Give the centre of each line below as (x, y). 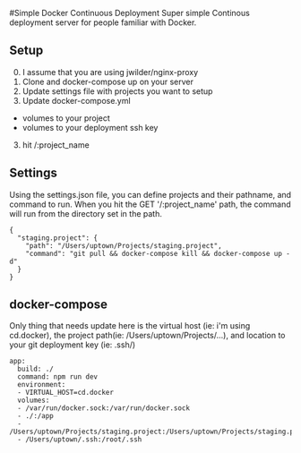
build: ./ (35, 369)
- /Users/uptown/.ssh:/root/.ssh (80, 440)
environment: (42, 385)
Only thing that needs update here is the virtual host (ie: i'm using (130, 326)
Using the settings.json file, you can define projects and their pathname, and (150, 194)
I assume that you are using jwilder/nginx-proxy (110, 72)
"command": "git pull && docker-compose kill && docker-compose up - (158, 253)
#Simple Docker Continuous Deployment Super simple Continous (130, 13)
